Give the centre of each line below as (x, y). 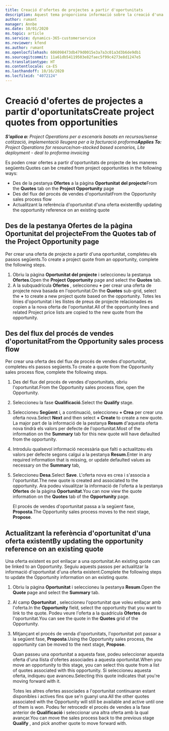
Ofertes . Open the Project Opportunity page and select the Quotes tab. (87, 280)
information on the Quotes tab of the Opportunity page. (71, 496)
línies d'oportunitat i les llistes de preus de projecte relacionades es (82, 301)
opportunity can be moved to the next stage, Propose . (69, 644)
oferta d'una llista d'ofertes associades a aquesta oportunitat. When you (87, 660)
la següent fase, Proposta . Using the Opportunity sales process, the (83, 639)
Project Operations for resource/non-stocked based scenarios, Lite (75, 147)
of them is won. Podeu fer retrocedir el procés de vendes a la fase (81, 707)
